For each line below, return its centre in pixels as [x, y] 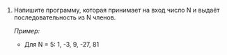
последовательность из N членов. [65, 17]
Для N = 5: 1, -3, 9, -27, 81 [62, 44]
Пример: [27, 31]
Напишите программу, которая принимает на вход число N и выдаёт [117, 10]
